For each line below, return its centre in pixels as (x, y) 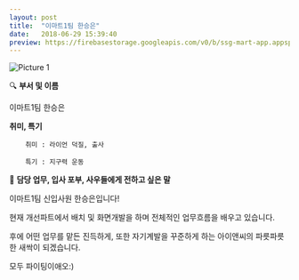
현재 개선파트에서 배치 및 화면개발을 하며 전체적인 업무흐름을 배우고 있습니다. (142, 218)
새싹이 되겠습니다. (49, 248)
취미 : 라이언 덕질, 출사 (65, 145)
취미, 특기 (26, 126)
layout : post (33, 17)
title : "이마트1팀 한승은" (55, 26)
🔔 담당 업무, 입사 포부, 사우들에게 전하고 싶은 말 (90, 180)
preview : (25, 42)
